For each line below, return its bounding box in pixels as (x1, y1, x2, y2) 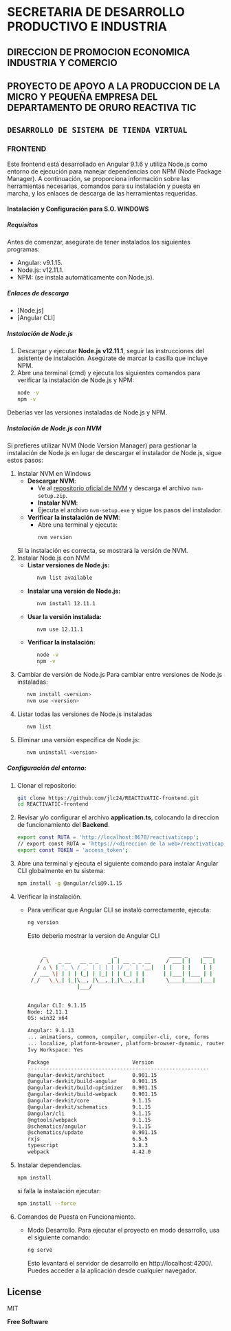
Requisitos (7, 220, 38, 229)
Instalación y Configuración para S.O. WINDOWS (7, 205, 149, 213)
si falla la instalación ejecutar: (16, 1186, 101, 1195)
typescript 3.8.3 (27, 1142, 148, 1149)
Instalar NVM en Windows (16, 469, 91, 477)
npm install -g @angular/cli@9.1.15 (16, 879, 122, 887)
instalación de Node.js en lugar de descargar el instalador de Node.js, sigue (7, 448, 222, 457)
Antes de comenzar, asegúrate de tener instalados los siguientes (7, 238, 191, 247)
